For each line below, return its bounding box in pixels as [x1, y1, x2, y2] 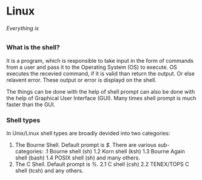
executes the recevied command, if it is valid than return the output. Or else [6, 69, 195, 77]
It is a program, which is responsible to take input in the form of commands [6, 57, 194, 64]
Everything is [6, 24, 39, 31]
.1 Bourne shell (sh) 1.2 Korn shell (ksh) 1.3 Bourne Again [44, 148, 185, 155]
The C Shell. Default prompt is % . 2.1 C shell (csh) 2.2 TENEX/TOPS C [15, 161, 189, 168]
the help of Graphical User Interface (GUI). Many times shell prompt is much [6, 94, 197, 101]
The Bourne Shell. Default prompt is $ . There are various [15, 141, 157, 149]
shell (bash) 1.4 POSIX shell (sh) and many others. [15, 154, 141, 161]
